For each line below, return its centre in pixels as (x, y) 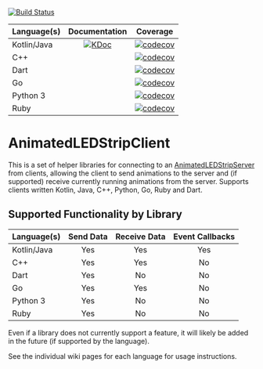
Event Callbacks (204, 237)
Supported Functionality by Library (95, 214)
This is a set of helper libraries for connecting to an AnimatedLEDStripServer (131, 165)
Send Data (88, 237)
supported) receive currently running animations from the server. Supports (128, 181)
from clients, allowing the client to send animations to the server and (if (122, 173)
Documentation (97, 31)
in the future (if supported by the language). (79, 341)
